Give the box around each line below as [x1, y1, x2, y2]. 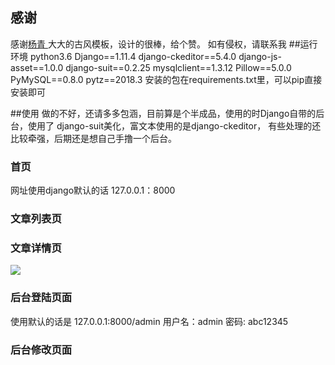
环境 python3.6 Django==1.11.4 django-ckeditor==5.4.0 [10, 50, 237, 62]
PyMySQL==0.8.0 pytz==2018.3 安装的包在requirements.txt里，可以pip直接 [10, 73, 323, 85]
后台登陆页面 [10, 291, 73, 305]
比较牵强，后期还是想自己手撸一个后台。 [10, 132, 177, 144]
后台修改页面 [10, 343, 73, 357]
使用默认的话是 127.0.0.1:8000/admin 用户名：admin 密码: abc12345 [10, 315, 289, 327]
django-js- [238, 50, 282, 62]
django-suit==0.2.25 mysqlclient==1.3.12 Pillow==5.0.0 [65, 61, 292, 73]
